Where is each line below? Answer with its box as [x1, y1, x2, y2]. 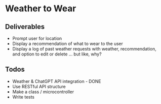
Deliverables [5, 23, 45, 31]
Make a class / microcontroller [12, 89, 74, 95]
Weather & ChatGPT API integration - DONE [12, 78, 101, 84]
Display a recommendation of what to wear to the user [12, 41, 123, 47]
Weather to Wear [5, 3, 77, 14]
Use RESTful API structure [12, 83, 66, 89]
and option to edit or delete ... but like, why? [12, 51, 102, 57]
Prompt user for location [12, 35, 62, 41]
